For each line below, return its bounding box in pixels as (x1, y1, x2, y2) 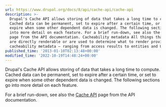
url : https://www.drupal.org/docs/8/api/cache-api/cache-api (5, 7, 134, 12)
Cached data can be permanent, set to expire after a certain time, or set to (5, 72, 157, 78)
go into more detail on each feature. (5, 82, 78, 88)
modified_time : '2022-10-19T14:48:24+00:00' (5, 53, 98, 58)
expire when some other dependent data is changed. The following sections (5, 77, 160, 83)
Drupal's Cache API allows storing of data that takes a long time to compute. (5, 67, 161, 72)
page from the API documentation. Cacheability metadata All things (9, 35, 154, 40)
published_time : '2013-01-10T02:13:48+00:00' (5, 48, 100, 53)
